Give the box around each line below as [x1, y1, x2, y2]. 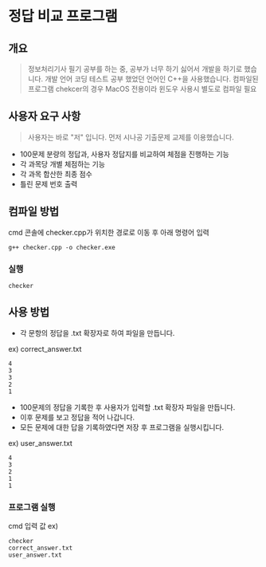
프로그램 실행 [8, 502, 56, 513]
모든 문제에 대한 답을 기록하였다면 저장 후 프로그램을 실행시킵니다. [19, 422, 225, 431]
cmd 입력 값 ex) [8, 522, 58, 531]
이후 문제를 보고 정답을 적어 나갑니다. [19, 412, 135, 422]
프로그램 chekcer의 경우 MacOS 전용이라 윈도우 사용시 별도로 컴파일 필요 [27, 85, 257, 93]
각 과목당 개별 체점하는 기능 [19, 159, 106, 168]
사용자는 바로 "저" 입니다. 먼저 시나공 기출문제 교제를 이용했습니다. [27, 132, 235, 142]
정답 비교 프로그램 [8, 7, 118, 26]
